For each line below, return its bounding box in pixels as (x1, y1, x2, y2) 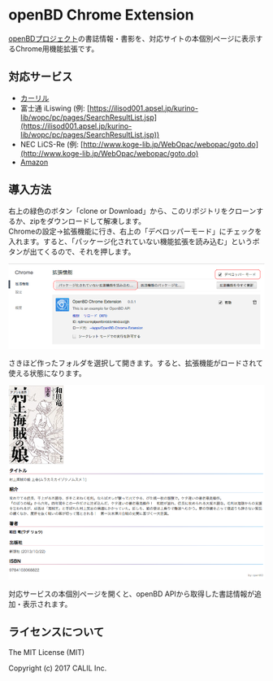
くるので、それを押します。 (43, 247, 136, 256)
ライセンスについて (8, 625, 104, 640)
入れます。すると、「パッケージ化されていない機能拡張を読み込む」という (8, 236, 253, 246)
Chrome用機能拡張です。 (15, 43, 99, 54)
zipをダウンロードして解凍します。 (29, 216, 146, 225)
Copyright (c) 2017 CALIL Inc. (8, 663, 107, 673)
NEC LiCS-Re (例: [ (19, 139, 84, 149)
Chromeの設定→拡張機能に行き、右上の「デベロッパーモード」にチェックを (8, 226, 262, 236)
